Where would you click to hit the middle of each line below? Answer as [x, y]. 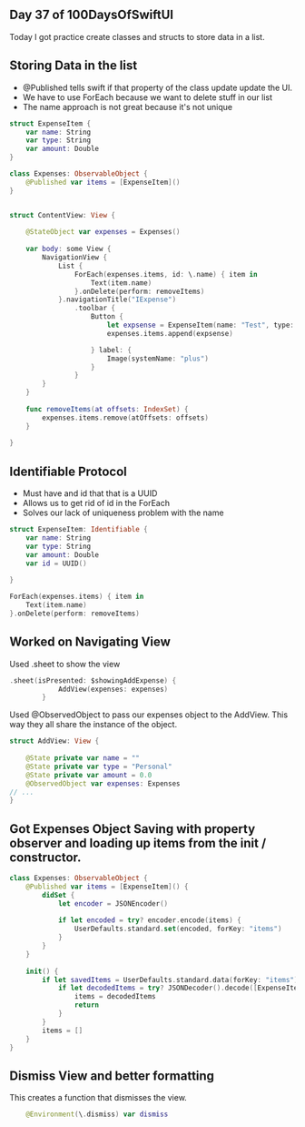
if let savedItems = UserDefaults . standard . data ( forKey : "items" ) [170, 980]
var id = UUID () [57, 563]
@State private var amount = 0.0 [89, 775]
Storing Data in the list [74, 66]
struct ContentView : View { [63, 215]
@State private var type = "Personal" [99, 767]
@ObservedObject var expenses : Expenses [103, 783]
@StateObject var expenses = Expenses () [103, 232]
